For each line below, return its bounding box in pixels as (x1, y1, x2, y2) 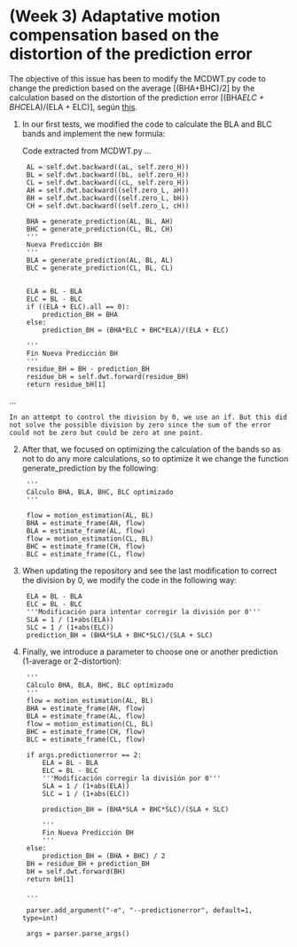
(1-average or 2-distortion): (21, 655, 122, 667)
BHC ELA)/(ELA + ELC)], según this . (9, 101, 137, 112)
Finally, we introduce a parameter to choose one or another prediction (21, 646, 278, 657)
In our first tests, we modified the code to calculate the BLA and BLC (21, 118, 272, 130)
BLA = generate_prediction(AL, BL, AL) (26, 256, 174, 264)
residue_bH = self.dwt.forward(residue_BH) (26, 372, 190, 381)
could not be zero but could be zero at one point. (9, 428, 204, 437)
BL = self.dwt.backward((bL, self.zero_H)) (26, 170, 190, 179)
